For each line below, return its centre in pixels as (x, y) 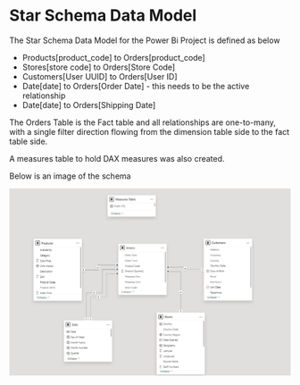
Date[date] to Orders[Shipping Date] (89, 105)
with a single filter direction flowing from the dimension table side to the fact (150, 131)
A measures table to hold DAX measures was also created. (117, 158)
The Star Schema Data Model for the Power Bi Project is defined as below (145, 40)
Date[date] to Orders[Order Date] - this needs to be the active (136, 86)
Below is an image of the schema (70, 176)
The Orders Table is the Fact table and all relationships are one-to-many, (143, 122)
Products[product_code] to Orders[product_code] (113, 57)
